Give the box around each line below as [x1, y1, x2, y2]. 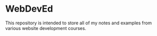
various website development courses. [5, 25, 86, 31]
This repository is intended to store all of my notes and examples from [5, 20, 152, 26]
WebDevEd [5, 3, 53, 15]
